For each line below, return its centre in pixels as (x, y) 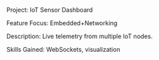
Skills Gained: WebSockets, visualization (63, 49)
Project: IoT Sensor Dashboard (50, 10)
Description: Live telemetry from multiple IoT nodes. (79, 36)
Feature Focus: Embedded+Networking (62, 23)
